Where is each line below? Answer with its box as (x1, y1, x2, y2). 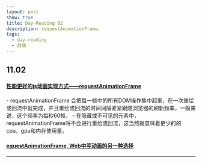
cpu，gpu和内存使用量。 (6, 127, 68, 135)
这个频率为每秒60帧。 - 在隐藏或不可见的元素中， (16, 112, 139, 120)
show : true (6, 14, 34, 21)
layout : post (6, 8, 39, 15)
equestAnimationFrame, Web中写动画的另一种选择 (6, 142, 134, 150)
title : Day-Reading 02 (6, 20, 63, 26)
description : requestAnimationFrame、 (6, 25, 103, 32)
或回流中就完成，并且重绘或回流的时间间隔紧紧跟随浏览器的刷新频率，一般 (6, 104, 191, 112)
